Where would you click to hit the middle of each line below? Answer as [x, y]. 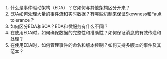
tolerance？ [22, 20]
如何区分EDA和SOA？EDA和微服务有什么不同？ [59, 26]
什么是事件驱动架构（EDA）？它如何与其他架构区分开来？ [70, 7]
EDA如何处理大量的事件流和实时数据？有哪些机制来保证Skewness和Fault [86, 14]
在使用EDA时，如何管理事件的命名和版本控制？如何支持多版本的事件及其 [86, 45]
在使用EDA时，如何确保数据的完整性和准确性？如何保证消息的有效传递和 [86, 33]
